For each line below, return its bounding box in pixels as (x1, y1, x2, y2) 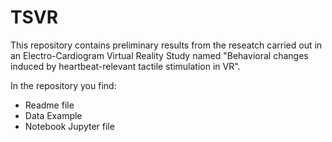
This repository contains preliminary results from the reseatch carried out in (10, 39, 323, 51)
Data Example (24, 109, 83, 121)
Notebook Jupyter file (24, 120, 115, 132)
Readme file (24, 99, 75, 111)
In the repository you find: (10, 79, 117, 91)
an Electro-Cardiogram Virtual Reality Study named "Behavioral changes (10, 49, 309, 61)
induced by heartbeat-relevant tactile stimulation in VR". (10, 60, 241, 72)
